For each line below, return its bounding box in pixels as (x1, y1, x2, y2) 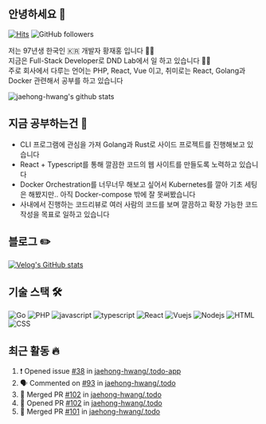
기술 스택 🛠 (8, 285, 62, 299)
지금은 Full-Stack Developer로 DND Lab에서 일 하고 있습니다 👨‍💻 (8, 55, 211, 65)
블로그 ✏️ (8, 235, 51, 249)
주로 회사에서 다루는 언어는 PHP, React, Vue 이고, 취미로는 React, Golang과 (8, 65, 246, 75)
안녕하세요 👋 (8, 7, 66, 22)
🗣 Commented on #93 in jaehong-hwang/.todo (19, 378, 177, 388)
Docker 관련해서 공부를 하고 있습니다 (8, 75, 123, 85)
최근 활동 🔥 (8, 344, 60, 358)
